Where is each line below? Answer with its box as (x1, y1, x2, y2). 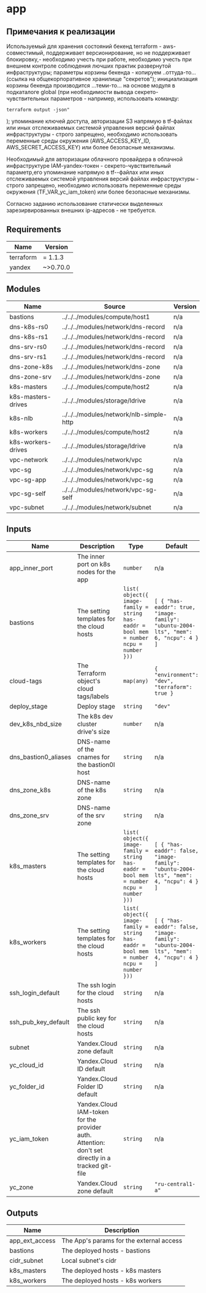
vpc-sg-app (9, 475, 47, 484)
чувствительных (6, 95, 50, 102)
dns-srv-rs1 (9, 352, 47, 361)
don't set (77, 1146, 103, 1155)
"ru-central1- (154, 1181, 196, 1188)
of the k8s (77, 786, 107, 795)
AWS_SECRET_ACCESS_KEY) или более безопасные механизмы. (6, 144, 175, 151)
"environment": (154, 672, 199, 678)
